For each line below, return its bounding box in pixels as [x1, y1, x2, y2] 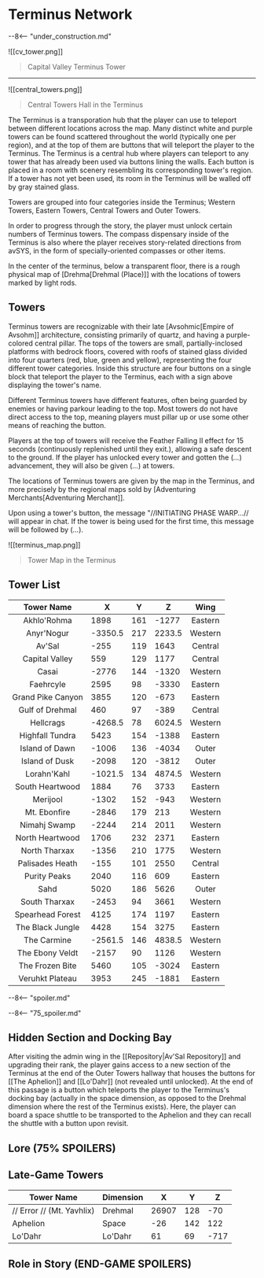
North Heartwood [15, 832, 80, 843]
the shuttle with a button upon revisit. [8, 1119, 129, 1128]
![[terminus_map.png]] [8, 540, 81, 549]
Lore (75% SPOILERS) [8, 1141, 116, 1154]
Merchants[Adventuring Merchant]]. [8, 493, 126, 502]
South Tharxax [20, 896, 75, 907]
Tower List [8, 578, 60, 592]
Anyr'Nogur [26, 627, 69, 638]
